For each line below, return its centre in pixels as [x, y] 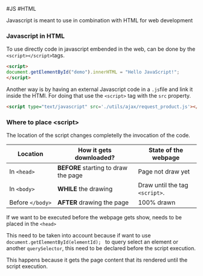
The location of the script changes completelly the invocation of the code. [98, 136]
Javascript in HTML [36, 36]
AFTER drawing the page [93, 202]
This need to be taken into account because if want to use [79, 236]
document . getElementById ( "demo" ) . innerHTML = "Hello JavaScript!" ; [93, 72]
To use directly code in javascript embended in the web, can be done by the [101, 49]
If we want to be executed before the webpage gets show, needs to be [94, 218]
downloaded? [95, 158]
